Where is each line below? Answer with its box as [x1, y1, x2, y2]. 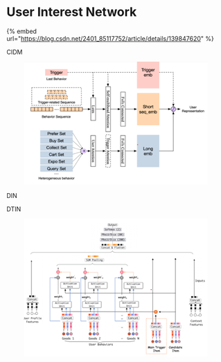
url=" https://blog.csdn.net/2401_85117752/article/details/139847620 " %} [6, 34, 214, 42]
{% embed [6, 27, 37, 35]
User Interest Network [6, 4, 137, 20]
